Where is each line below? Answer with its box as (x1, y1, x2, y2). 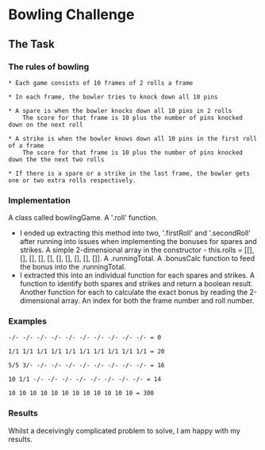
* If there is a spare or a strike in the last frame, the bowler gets (8, 169, 250, 177)
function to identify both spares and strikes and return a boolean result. (19, 279, 254, 289)
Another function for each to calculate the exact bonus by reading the (19, 288, 248, 297)
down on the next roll (8, 121, 83, 129)
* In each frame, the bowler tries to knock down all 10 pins (8, 93, 218, 101)
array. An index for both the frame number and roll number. (61, 296, 255, 305)
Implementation (8, 195, 71, 206)
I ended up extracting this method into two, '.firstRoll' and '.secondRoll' (19, 228, 252, 238)
